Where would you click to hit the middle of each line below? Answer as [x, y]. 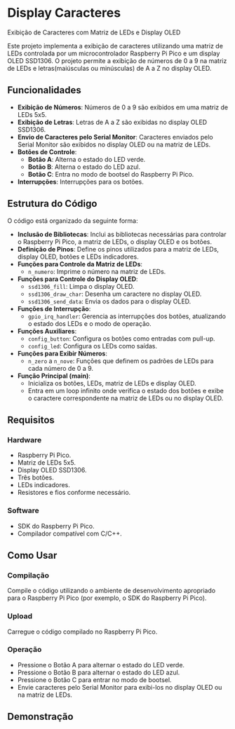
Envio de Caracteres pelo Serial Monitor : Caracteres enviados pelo [115, 137]
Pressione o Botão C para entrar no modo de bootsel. [94, 680]
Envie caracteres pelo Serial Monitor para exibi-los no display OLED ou [120, 687]
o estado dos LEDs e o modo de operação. [90, 323]
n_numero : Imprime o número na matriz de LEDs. [97, 271]
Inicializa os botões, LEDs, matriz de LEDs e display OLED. [112, 383]
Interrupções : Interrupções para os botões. [80, 182]
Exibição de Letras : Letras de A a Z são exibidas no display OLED [112, 122]
